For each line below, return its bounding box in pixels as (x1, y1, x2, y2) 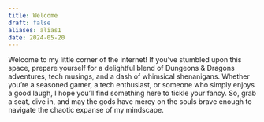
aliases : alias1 (8, 26, 61, 34)
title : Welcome (8, 11, 58, 20)
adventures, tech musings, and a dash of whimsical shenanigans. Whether (8, 72, 251, 81)
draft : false (8, 19, 51, 27)
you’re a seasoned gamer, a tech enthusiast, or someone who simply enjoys (8, 80, 255, 90)
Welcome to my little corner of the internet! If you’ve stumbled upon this (8, 55, 242, 65)
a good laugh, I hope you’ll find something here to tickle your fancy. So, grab (8, 88, 257, 98)
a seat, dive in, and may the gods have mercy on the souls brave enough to (8, 97, 252, 106)
